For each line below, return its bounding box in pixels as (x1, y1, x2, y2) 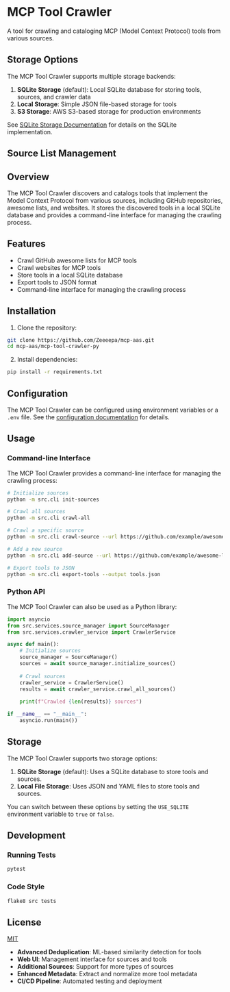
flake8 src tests (7, 897, 57, 904)
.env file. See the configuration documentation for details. (7, 413, 170, 421)
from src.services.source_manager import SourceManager (7, 622, 170, 629)
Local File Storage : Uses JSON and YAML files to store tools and (16, 782, 200, 790)
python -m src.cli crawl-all (7, 514, 90, 521)
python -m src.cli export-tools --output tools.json (7, 571, 161, 578)
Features (7, 238, 46, 250)
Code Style (7, 882, 45, 891)
